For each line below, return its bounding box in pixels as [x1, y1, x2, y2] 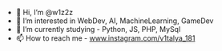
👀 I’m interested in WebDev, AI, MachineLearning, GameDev [15, 16, 214, 25]
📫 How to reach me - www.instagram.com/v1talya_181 [15, 33, 196, 43]
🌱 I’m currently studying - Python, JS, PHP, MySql [15, 25, 181, 33]
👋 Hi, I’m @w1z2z [15, 8, 74, 17]
